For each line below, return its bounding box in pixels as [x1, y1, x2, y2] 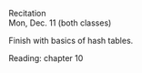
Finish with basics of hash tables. [8, 36, 134, 46]
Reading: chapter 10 [8, 53, 84, 63]
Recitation [8, 8, 46, 18]
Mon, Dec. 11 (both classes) [8, 17, 112, 28]
